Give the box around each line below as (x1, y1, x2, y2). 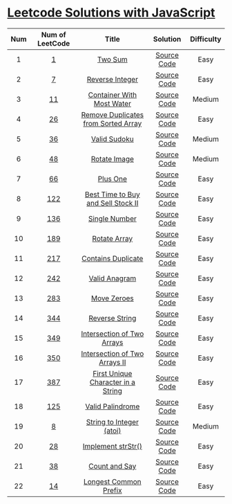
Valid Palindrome (85, 402, 140, 411)
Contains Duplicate (81, 253, 144, 263)
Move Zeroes (90, 293, 134, 303)
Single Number (88, 213, 137, 223)
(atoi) (103, 426, 122, 435)
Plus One (97, 174, 128, 183)
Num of (41, 30, 67, 39)
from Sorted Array (83, 118, 142, 128)
